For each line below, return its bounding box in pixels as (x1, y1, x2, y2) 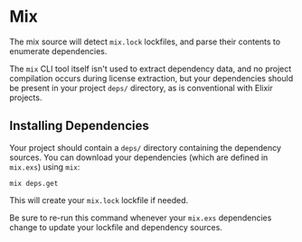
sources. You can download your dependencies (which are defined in (9, 152, 269, 163)
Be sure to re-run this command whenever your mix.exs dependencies (9, 212, 272, 223)
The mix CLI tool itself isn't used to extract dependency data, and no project (9, 63, 292, 74)
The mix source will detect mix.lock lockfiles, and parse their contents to (9, 36, 281, 47)
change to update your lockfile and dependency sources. (9, 221, 223, 232)
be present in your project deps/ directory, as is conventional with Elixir (9, 82, 273, 93)
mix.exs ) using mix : (9, 161, 80, 172)
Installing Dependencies (9, 118, 149, 134)
